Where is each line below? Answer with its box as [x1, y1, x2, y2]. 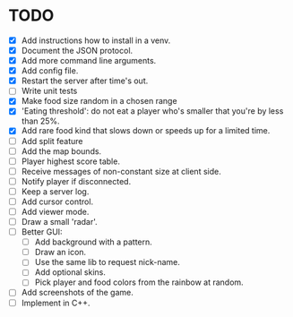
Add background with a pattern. [34, 236, 153, 247]
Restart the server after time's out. [21, 75, 149, 86]
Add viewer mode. [21, 206, 90, 217]
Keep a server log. [21, 185, 90, 197]
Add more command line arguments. [21, 56, 157, 66]
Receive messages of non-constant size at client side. [21, 166, 221, 176]
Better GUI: [21, 227, 64, 237]
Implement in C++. [21, 297, 90, 308]
